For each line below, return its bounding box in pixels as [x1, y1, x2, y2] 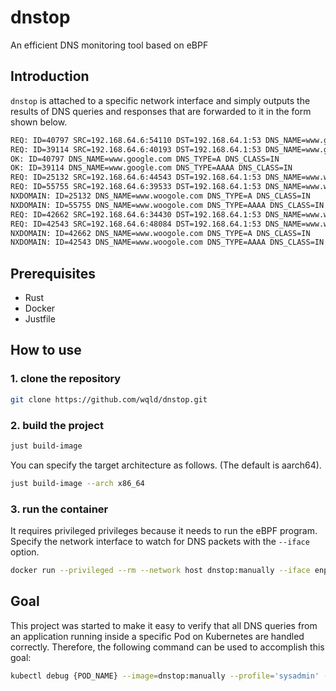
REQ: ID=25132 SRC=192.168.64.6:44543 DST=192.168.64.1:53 [10, 172, 262, 183]
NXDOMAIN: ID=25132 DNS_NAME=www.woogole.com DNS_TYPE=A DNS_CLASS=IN [10, 191, 311, 201]
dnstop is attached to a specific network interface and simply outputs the [10, 94, 311, 106]
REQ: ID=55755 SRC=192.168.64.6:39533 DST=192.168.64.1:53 [10, 182, 262, 192]
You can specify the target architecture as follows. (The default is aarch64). [10, 459, 322, 471]
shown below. [10, 116, 68, 128]
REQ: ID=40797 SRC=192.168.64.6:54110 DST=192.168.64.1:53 [10, 135, 262, 145]
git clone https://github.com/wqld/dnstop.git [10, 394, 208, 405]
